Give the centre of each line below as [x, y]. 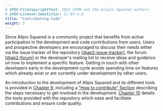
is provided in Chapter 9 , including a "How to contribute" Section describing [81, 88]
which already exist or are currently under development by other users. [76, 73]
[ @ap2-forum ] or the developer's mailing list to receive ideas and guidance [80, 58]
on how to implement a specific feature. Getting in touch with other [72, 63]
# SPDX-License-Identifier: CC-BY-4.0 [44, 14]
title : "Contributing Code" [34, 18]
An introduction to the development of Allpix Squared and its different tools [80, 83]
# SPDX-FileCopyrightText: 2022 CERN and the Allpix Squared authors [77, 9]
